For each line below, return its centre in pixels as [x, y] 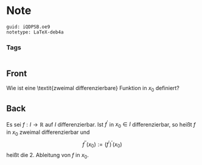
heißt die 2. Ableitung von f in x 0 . [48, 156]
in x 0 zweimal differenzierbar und [48, 133]
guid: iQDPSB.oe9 [28, 27]
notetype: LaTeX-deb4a [35, 32]
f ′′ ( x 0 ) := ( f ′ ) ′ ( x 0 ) [102, 144]
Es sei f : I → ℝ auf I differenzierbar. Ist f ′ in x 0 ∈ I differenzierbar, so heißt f [101, 125]
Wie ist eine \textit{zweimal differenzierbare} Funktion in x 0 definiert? [93, 89]
